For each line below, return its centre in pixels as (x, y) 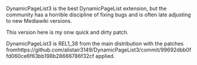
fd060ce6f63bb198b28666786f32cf (50, 56)
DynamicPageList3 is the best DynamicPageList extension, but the (86, 8)
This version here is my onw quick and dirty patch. (67, 32)
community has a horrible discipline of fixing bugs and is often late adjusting (98, 15)
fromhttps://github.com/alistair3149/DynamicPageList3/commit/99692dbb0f (99, 50)
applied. (105, 56)
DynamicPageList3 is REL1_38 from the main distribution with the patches (95, 44)
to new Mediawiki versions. (39, 21)
